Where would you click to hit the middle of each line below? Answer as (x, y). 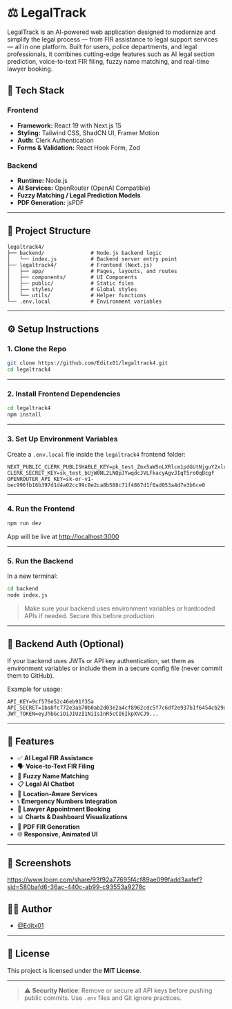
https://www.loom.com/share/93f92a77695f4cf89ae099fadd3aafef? (105, 880)
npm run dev (24, 523)
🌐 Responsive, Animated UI (57, 834)
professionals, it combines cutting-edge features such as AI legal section (111, 54)
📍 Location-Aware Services (57, 794)
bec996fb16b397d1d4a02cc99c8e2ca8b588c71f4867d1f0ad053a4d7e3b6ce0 (106, 485)
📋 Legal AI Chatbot (46, 784)
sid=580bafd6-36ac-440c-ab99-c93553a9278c (77, 887)
